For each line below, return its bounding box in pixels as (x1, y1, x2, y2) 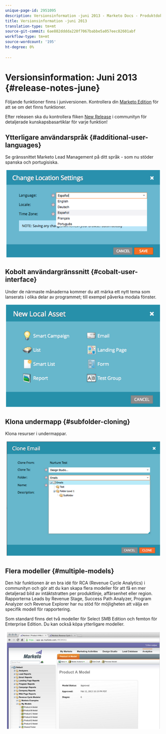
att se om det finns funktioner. (5, 104, 67, 110)
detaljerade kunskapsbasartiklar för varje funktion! (5, 119, 108, 125)
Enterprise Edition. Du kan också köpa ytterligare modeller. (5, 621, 125, 627)
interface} (5, 276, 37, 284)
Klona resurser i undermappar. (5, 431, 67, 437)
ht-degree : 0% (5, 45, 35, 50)
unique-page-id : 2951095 (5, 8, 56, 13)
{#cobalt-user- (90, 268, 138, 276)
